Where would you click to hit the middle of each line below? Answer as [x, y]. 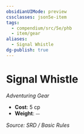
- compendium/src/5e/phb [42, 28]
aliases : [17, 39]
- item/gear [26, 34]
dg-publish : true [27, 50]
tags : [13, 22]
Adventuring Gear [28, 96]
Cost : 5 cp [27, 107]
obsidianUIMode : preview [36, 12]
